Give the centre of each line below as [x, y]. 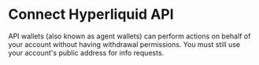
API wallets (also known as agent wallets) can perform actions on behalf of [129, 36]
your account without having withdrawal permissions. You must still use [124, 44]
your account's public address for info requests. [86, 52]
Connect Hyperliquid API [91, 14]
